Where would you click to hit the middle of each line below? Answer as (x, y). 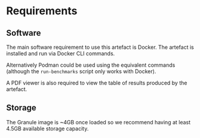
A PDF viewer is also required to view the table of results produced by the (97, 83)
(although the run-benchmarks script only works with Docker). (81, 71)
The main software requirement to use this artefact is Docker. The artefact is (100, 47)
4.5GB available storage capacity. (47, 128)
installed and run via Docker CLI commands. (61, 54)
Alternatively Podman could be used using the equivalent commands (91, 65)
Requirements (42, 11)
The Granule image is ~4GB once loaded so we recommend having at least (99, 122)
